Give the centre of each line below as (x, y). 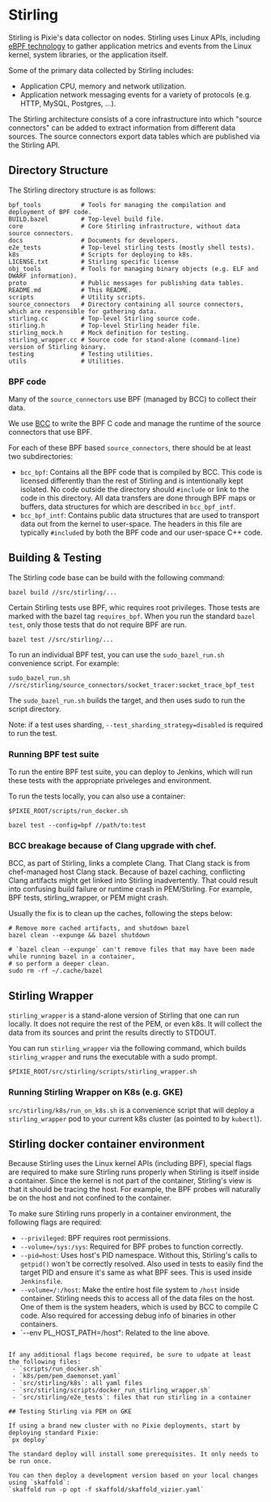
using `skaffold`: (39, 1483)
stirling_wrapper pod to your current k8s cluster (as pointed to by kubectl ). (135, 1118)
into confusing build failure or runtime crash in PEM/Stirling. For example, (130, 889)
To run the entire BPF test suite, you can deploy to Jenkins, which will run (131, 772)
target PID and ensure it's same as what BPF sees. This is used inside (136, 1272)
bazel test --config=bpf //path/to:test (78, 825)
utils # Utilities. (67, 361)
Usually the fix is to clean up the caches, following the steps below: (121, 914)
